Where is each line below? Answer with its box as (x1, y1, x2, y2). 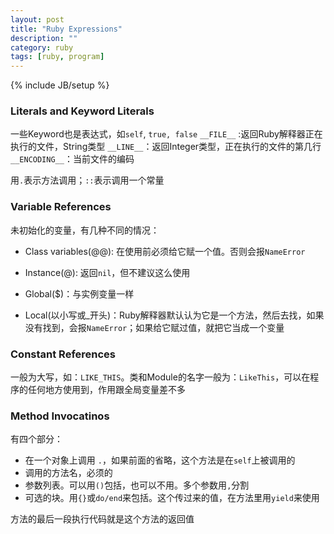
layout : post (10, 14, 65, 25)
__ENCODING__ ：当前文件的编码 (10, 153, 135, 165)
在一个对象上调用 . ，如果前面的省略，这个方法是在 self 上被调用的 (24, 454, 296, 466)
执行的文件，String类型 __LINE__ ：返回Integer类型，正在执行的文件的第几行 (10, 141, 322, 153)
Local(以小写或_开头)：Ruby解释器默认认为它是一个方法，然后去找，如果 (24, 309, 325, 321)
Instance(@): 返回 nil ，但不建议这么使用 (24, 266, 191, 278)
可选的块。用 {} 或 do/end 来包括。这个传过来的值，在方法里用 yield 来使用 (24, 492, 320, 504)
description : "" (10, 33, 78, 43)
